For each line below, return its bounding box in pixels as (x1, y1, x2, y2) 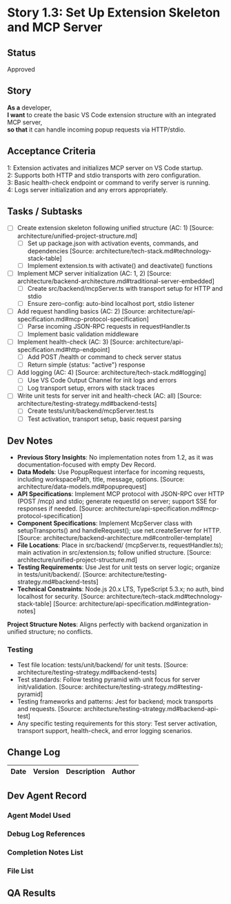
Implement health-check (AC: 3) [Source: (17, 338, 134, 346)
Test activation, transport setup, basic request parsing (27, 415, 181, 423)
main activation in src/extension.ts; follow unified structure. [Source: (17, 548, 212, 557)
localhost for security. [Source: (17, 593, 106, 601)
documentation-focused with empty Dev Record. (17, 460, 157, 469)
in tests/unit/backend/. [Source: (17, 571, 108, 579)
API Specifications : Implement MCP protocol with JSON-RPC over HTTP (17, 490, 225, 498)
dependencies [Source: (27, 247, 94, 255)
